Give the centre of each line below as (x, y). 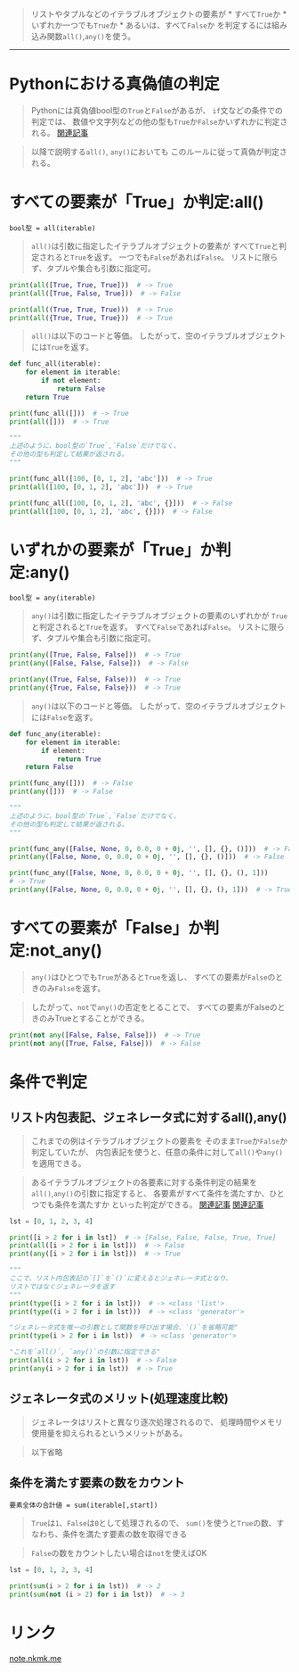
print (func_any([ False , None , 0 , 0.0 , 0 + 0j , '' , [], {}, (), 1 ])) (139, 873)
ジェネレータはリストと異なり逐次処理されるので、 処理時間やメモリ (157, 1421)
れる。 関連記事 (60, 132)
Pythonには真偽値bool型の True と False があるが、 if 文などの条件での (157, 110)
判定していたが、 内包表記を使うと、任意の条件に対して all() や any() (157, 1152)
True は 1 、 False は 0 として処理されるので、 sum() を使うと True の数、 (154, 1523)
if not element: (71, 381)
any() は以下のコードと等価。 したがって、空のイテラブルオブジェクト (158, 706)
